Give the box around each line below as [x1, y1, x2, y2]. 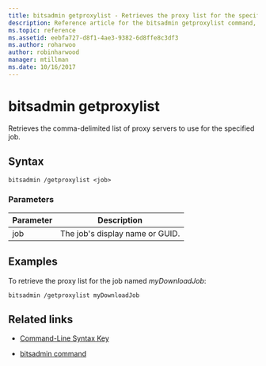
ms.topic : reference [8, 26, 77, 34]
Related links [8, 313, 74, 326]
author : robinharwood [8, 48, 80, 56]
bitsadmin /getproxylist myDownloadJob [8, 291, 140, 299]
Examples [8, 255, 58, 269]
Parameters [8, 194, 54, 205]
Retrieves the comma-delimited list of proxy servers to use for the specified [8, 124, 255, 133]
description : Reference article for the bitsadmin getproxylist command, [8, 19, 257, 27]
